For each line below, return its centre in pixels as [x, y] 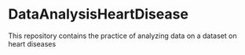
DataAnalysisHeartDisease [98, 14]
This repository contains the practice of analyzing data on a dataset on [122, 36]
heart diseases [32, 43]
